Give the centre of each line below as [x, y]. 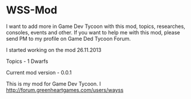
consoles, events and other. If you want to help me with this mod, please [93, 32]
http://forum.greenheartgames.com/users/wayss [65, 90]
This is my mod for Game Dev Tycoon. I [53, 84]
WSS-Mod [32, 10]
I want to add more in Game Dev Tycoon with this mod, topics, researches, [96, 26]
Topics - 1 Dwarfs [27, 61]
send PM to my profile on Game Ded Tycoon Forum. [69, 38]
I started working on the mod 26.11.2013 [54, 49]
